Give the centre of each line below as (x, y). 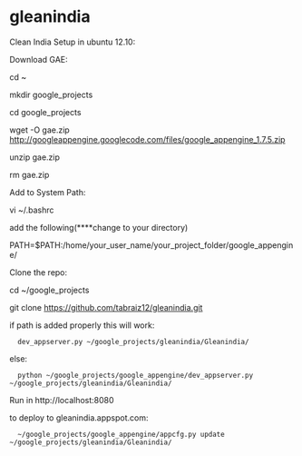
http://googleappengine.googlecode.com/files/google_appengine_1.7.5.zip (147, 139)
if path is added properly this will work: (82, 325)
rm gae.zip (29, 174)
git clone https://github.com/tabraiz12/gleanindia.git (106, 307)
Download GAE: (39, 59)
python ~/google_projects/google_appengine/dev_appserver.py (136, 375)
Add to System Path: (48, 192)
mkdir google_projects (51, 94)
